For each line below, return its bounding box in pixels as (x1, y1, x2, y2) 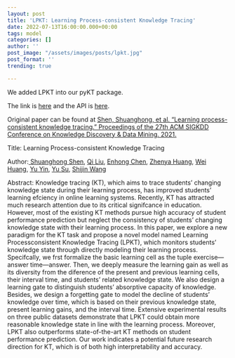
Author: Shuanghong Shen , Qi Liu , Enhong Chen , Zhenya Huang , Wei (7, 157, 207, 166)
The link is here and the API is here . (7, 101, 110, 110)
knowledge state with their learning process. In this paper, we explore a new (7, 223, 228, 232)
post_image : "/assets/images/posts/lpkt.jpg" (7, 50, 142, 57)
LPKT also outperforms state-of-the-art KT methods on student (7, 327, 192, 336)
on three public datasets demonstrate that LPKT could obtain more (7, 312, 200, 321)
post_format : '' (7, 56, 55, 63)
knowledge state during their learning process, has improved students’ (7, 185, 212, 194)
